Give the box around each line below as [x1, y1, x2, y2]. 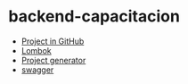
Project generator [20, 55, 86, 65]
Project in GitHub [20, 36, 85, 46]
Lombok [20, 45, 53, 55]
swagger [20, 64, 54, 75]
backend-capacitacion [8, 6, 180, 27]
